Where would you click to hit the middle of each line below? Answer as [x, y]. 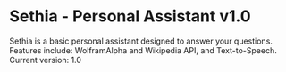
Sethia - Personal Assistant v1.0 [130, 16]
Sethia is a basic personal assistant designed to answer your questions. [141, 41]
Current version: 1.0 [46, 60]
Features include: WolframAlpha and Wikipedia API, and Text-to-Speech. [143, 50]
